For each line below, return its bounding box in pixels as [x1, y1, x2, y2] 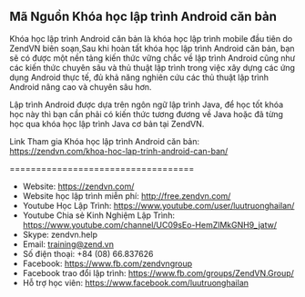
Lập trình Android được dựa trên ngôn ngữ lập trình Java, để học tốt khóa [9, 99, 284, 110]
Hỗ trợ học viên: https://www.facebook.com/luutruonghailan [22, 277, 249, 288]
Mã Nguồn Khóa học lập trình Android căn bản [9, 9, 278, 25]
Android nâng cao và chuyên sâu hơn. [9, 81, 152, 92]
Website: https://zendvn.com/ [22, 181, 135, 192]
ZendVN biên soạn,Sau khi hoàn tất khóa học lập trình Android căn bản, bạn [9, 43, 295, 54]
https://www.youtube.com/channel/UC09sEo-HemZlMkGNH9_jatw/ [22, 219, 278, 230]
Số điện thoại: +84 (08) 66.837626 [22, 248, 154, 259]
